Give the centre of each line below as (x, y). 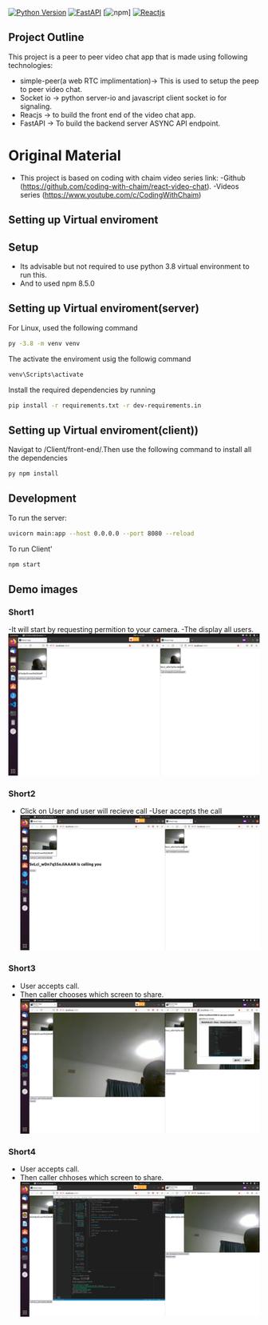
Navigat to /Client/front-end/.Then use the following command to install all (130, 450)
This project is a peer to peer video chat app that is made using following (128, 57)
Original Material (65, 155)
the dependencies (38, 458)
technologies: (31, 65)
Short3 (22, 968)
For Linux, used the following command (73, 327)
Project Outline (46, 37)
